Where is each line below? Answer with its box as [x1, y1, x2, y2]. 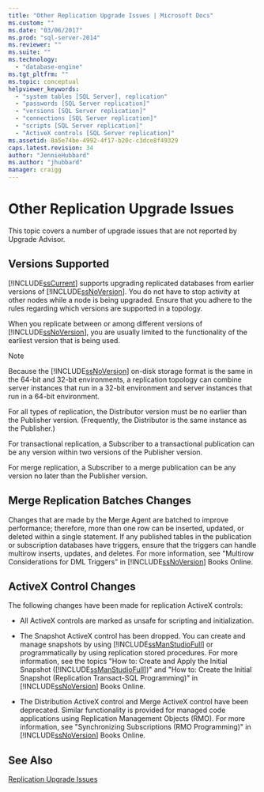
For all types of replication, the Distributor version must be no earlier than [8, 406, 247, 416]
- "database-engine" [15, 63, 83, 71]
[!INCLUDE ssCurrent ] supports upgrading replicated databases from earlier [8, 278, 255, 288]
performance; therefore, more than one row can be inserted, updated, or [8, 523, 245, 533]
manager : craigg [8, 166, 62, 174]
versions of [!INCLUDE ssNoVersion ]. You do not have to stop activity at [8, 286, 240, 296]
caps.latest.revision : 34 [8, 144, 93, 152]
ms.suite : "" [8, 48, 51, 56]
